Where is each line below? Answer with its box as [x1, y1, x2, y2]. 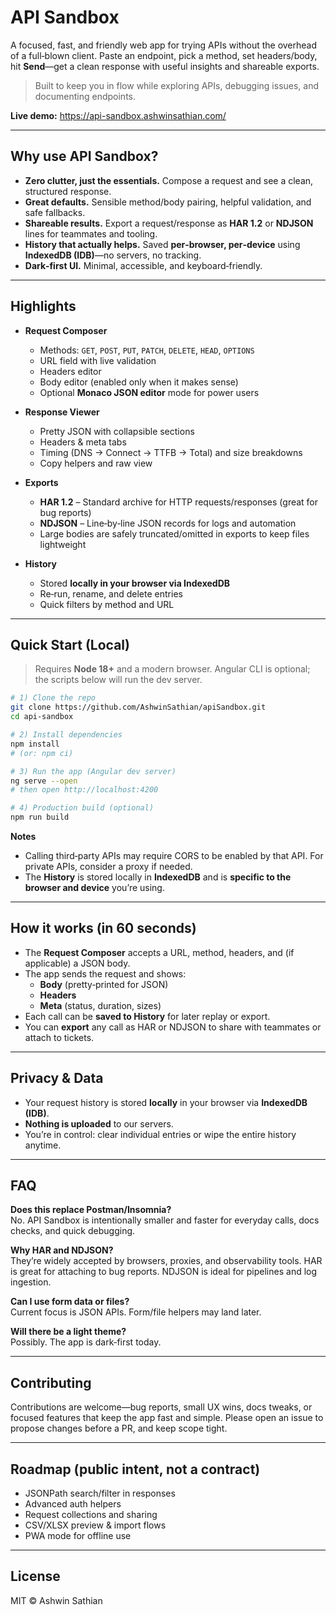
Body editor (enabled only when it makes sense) [39, 376, 239, 388]
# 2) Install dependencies [10, 730, 123, 740]
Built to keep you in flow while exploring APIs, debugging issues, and [34, 79, 320, 91]
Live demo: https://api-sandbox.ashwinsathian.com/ [10, 109, 227, 121]
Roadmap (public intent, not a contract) [10, 1461, 261, 1478]
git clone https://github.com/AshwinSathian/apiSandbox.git [10, 702, 267, 713]
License [10, 1568, 61, 1585]
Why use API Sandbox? [10, 148, 159, 165]
